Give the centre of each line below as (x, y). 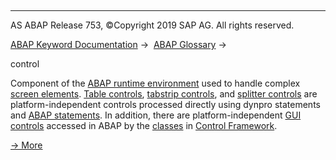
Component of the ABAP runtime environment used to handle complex (155, 83)
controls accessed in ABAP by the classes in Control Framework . (144, 125)
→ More (26, 145)
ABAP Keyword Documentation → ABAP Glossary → (118, 44)
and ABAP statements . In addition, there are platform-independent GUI (156, 115)
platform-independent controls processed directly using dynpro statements (165, 104)
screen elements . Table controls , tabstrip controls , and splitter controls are (164, 94)
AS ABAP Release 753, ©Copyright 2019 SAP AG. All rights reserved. (152, 25)
